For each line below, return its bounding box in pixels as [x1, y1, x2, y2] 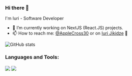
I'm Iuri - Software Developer [5, 16, 64, 21]
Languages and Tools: [5, 54, 59, 60]
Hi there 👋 [5, 4, 30, 11]
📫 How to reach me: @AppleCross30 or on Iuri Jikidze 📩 [12, 30, 128, 36]
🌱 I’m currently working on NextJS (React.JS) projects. [12, 25, 123, 31]
